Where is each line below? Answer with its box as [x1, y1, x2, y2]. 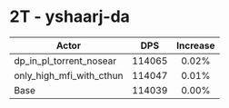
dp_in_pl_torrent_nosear [14, 54, 117, 67]
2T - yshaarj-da [9, 6, 130, 27]
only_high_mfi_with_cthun [14, 69, 124, 82]
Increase [176, 39, 215, 52]
